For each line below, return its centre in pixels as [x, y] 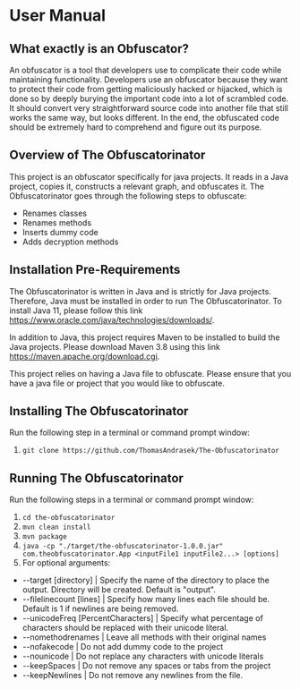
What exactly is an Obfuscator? [99, 49]
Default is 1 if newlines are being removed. [100, 608]
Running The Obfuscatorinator [96, 478]
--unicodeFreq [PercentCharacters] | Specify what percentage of [143, 618]
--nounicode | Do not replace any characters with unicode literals [143, 656]
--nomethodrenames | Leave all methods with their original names [144, 637]
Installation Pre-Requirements [95, 270]
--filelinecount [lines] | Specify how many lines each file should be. [146, 600]
